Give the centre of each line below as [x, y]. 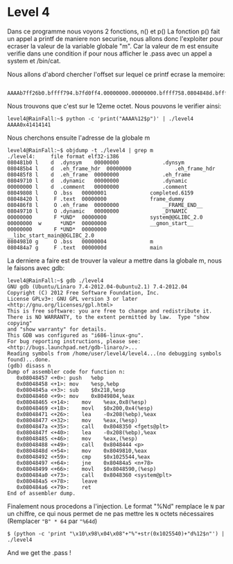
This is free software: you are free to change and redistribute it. [110, 311]
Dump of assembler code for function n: [67, 372]
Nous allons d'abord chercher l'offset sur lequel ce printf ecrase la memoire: [116, 74]
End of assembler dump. [42, 493]
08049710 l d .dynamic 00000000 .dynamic [97, 181]
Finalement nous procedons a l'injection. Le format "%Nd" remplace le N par [116, 506]
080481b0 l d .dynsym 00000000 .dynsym [96, 163]
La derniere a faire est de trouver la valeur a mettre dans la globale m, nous [114, 260]
